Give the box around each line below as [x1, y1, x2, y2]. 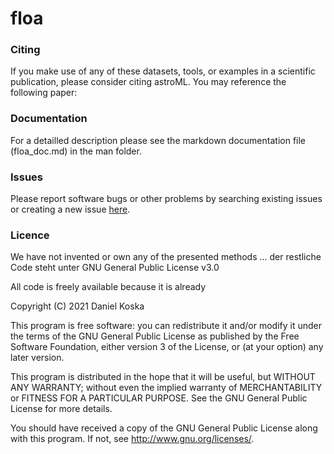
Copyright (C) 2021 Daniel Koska [10, 300, 145, 312]
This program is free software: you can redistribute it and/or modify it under [10, 320, 322, 332]
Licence [10, 228, 50, 242]
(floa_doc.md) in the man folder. [10, 145, 142, 157]
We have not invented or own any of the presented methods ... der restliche [10, 251, 322, 263]
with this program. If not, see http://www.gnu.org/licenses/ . [10, 433, 255, 445]
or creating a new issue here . [10, 203, 131, 216]
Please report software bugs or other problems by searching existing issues [10, 193, 323, 205]
